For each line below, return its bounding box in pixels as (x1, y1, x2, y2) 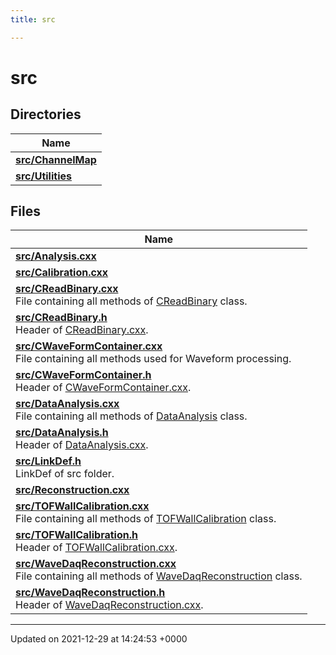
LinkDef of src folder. (15, 467, 115, 481)
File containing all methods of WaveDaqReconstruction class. (15, 569, 303, 583)
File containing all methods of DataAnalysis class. (15, 409, 248, 423)
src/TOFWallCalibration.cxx (15, 499, 150, 513)
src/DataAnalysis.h (15, 426, 109, 440)
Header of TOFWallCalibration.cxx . (15, 541, 178, 555)
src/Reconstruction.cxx (15, 483, 130, 497)
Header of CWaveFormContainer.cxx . (15, 381, 192, 395)
